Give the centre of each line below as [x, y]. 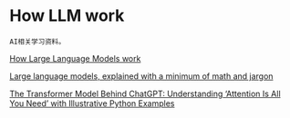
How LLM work [67, 16]
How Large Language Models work [75, 58]
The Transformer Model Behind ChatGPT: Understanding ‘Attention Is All [145, 93]
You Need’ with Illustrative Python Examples [92, 103]
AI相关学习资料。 [37, 42]
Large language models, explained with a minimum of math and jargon [141, 76]
